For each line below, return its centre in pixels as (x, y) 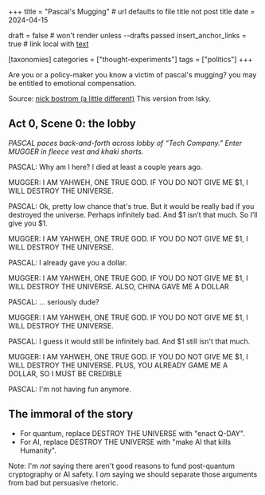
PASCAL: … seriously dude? (54, 301)
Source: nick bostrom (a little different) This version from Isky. (110, 98)
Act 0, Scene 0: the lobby (72, 124)
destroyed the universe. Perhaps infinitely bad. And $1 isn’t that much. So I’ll (133, 214)
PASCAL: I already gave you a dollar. (68, 262)
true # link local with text (49, 44)
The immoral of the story (71, 414)
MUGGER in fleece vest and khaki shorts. (76, 151)
